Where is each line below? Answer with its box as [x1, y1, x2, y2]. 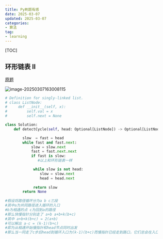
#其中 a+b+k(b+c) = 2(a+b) [5, 216, 58, 221]
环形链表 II [5, 63, 36, 71]
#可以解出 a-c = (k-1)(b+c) [5, 221, 59, 226]
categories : [5, 20, 29, 26]
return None [22, 190, 47, 194]
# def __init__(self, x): [5, 105, 66, 110]
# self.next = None [5, 113, 62, 119]
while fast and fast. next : [22, 140, 77, 145]
